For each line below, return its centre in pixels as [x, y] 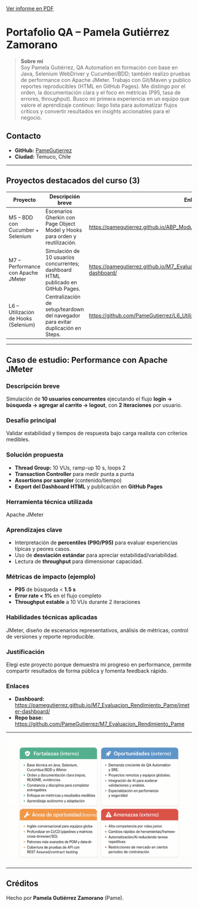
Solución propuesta [35, 455]
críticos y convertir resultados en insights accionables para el [95, 111]
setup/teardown [65, 309]
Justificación [25, 652]
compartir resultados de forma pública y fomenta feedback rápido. [87, 671]
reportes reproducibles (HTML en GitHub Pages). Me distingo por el [103, 86]
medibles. [18, 439]
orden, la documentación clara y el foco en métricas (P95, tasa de [100, 92]
